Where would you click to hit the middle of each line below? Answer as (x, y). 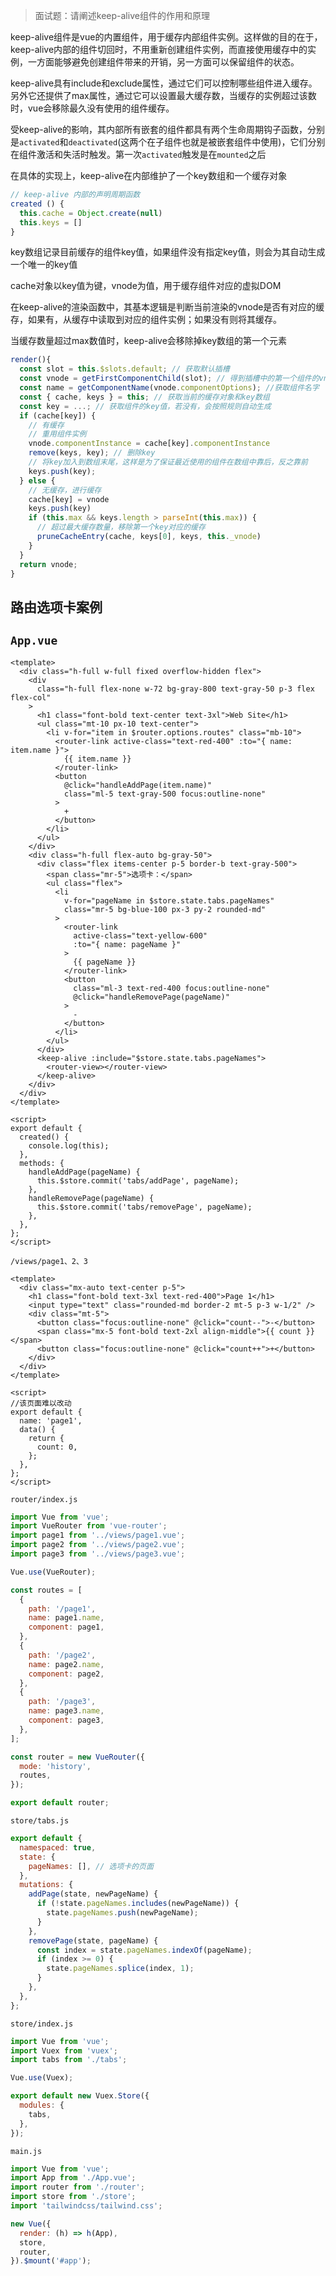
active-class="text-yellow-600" (140, 935)
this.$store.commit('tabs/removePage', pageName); (144, 1207)
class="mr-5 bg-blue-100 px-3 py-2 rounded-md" (165, 909)
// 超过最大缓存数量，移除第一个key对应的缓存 (121, 527)
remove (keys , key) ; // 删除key (92, 453)
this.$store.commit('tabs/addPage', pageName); (138, 1180)
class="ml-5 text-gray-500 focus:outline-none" (165, 794)
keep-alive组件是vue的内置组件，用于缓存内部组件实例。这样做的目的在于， (166, 37)
